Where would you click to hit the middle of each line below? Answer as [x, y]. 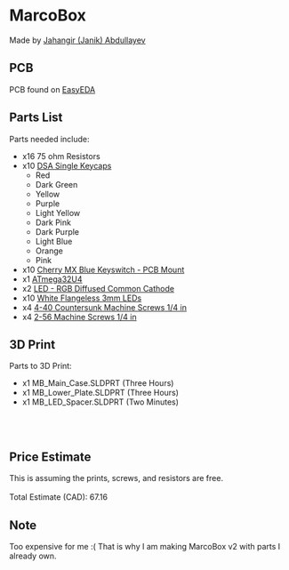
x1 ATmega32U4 [52, 279]
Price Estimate [50, 457]
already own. [33, 556]
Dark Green [56, 184]
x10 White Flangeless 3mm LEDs [82, 298]
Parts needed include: [49, 139]
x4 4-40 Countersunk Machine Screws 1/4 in [104, 307]
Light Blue [54, 241]
